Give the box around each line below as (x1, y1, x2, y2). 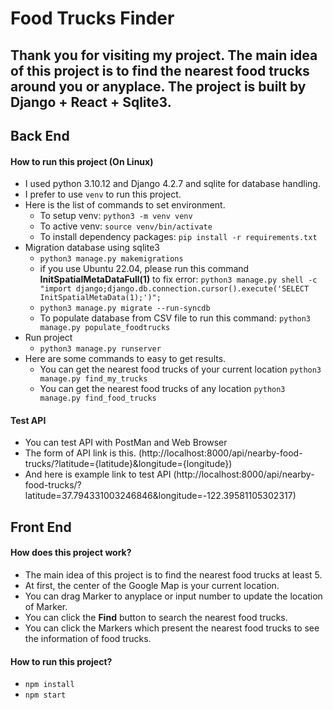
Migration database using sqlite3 (24, 242, 160, 254)
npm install (24, 680, 75, 690)
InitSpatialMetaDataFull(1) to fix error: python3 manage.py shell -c (39, 273, 318, 286)
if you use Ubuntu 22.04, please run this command (39, 263, 250, 275)
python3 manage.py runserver (39, 344, 162, 354)
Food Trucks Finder (10, 7, 175, 30)
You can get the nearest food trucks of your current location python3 (39, 363, 322, 376)
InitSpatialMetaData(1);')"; (39, 293, 162, 303)
